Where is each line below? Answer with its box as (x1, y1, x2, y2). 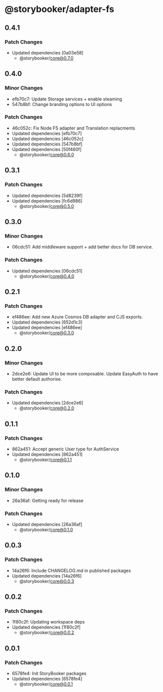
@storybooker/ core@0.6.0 (19, 151, 74, 157)
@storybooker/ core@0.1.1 (19, 456, 72, 462)
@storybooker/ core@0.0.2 (19, 629, 74, 635)
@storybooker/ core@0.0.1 (19, 681, 73, 687)
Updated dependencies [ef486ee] (11, 324, 82, 330)
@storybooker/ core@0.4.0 (19, 273, 74, 279)
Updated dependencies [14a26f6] (11, 572, 82, 578)
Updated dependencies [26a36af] (11, 521, 82, 527)
